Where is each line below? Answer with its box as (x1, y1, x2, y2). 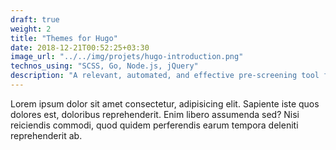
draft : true (10, 14, 60, 25)
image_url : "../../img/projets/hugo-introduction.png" (10, 52, 244, 62)
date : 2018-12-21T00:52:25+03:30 (10, 42, 150, 53)
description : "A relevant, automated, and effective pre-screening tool (10, 71, 320, 81)
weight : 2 (10, 24, 52, 34)
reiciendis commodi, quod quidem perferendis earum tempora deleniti (10, 119, 299, 131)
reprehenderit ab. (10, 129, 83, 141)
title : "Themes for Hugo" (10, 33, 118, 43)
